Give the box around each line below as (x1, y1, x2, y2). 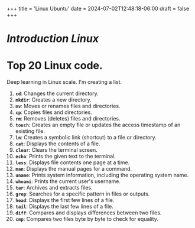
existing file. (15, 128, 45, 135)
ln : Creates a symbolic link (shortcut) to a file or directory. (15, 134, 157, 141)
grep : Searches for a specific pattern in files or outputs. (15, 190, 150, 197)
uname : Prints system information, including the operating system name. (15, 171, 188, 179)
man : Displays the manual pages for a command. (15, 165, 132, 172)
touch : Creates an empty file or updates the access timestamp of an (15, 121, 181, 129)
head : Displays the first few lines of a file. (15, 197, 115, 204)
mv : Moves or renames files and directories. (15, 103, 121, 110)
